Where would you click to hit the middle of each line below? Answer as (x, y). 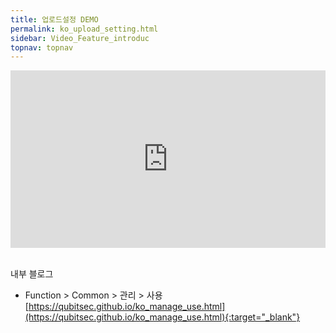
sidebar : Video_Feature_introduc (80, 38)
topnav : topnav (42, 47)
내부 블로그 (32, 273)
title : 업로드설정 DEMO (54, 19)
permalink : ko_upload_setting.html (84, 29)
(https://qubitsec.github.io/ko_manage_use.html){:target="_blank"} (162, 317)
